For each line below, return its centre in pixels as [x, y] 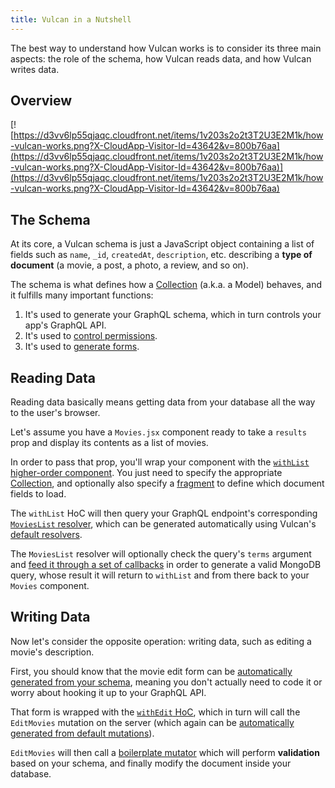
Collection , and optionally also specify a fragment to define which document [167, 483]
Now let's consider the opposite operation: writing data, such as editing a [161, 641]
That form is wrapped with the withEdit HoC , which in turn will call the [155, 712]
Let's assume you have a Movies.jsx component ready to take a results [158, 432]
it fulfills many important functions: [82, 295]
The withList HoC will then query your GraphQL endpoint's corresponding [164, 513]
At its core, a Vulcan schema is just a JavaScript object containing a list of [162, 244]
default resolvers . [46, 535]
